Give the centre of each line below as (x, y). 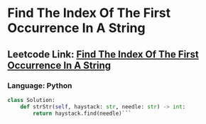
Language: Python (40, 85)
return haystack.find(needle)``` (82, 113)
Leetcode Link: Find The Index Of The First (103, 54)
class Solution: (31, 100)
